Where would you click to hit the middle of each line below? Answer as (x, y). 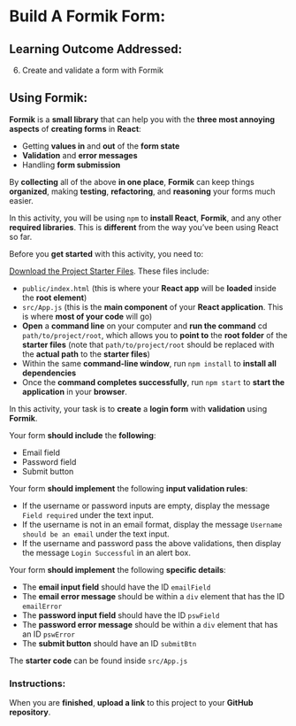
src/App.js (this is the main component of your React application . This (152, 306)
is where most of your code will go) (87, 316)
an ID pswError (48, 634)
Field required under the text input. (88, 514)
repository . (30, 712)
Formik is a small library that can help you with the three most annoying (142, 119)
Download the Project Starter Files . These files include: (109, 271)
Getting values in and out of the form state (101, 146)
